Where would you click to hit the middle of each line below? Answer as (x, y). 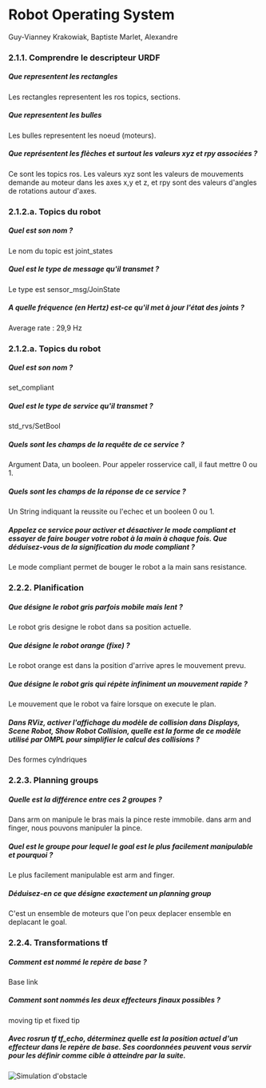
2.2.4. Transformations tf (58, 942)
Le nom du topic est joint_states (61, 250)
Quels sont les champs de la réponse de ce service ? (97, 492)
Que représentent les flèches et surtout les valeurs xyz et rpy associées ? (133, 154)
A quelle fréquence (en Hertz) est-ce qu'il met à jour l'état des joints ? (127, 308)
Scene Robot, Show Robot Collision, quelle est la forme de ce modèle (125, 730)
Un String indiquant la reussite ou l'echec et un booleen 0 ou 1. (111, 512)
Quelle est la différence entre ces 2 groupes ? (85, 799)
